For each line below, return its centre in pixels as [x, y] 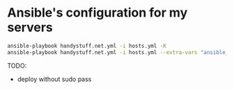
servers [30, 27]
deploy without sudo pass [54, 79]
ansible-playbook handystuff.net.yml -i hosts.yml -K [87, 46]
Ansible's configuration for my [97, 13]
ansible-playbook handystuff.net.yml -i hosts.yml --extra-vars [102, 52]
